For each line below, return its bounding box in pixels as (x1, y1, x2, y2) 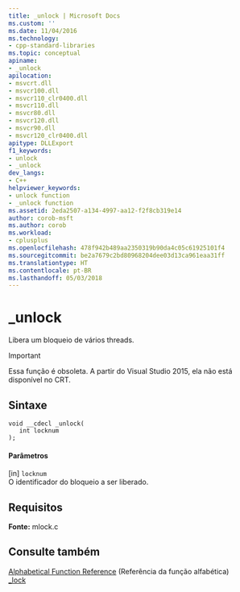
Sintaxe (8, 398, 48, 412)
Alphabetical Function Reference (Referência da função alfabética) (8, 566, 230, 576)
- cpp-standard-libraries (8, 42, 95, 50)
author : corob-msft (8, 214, 74, 222)
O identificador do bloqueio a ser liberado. (8, 477, 149, 487)
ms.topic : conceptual (8, 49, 81, 57)
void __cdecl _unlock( (8, 420, 85, 428)
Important (8, 351, 41, 361)
